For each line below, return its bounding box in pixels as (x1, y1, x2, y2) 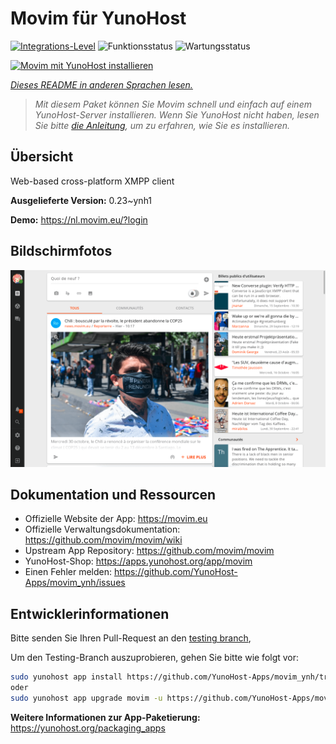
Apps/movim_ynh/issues (24, 577, 126, 589)
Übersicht (10, 148, 74, 166)
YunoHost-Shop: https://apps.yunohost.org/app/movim (24, 555, 253, 567)
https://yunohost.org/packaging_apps (10, 722, 166, 734)
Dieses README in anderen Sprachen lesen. (10, 78, 193, 91)
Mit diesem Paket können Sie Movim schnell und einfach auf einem (34, 98, 312, 110)
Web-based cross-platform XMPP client (10, 175, 175, 187)
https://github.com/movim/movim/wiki (24, 534, 183, 546)
